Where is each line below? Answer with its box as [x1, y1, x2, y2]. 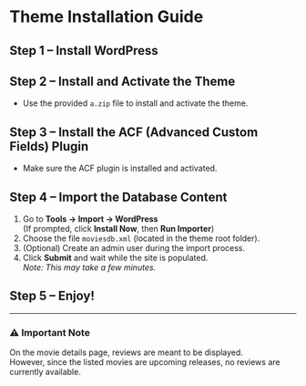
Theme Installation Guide [9, 6, 204, 27]
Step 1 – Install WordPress [9, 43, 159, 58]
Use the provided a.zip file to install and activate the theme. [22, 98, 249, 109]
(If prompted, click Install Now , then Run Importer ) [22, 224, 215, 235]
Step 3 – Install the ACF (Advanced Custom [9, 124, 259, 140]
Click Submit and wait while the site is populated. [22, 253, 209, 264]
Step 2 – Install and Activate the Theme [9, 73, 236, 89]
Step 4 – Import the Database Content [9, 189, 228, 204]
